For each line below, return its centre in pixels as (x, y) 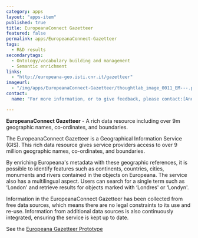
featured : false (26, 33)
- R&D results (29, 50)
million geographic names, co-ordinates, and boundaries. (76, 151)
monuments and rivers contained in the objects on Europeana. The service (97, 175)
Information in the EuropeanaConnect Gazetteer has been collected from (95, 199)
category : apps (25, 11)
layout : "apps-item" (32, 17)
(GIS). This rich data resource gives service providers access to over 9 (92, 145)
